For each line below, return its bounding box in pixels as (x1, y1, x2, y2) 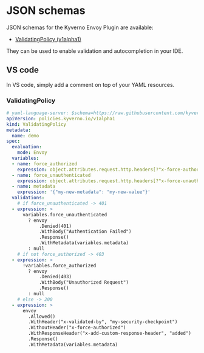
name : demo (12, 132, 39, 139)
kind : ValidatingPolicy (6, 121, 67, 128)
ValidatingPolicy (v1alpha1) (15, 35, 82, 43)
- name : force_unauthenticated (12, 172, 91, 178)
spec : (6, 138, 20, 145)
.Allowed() (28, 314, 56, 320)
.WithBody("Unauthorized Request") (38, 279, 129, 286)
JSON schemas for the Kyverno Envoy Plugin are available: (6, 24, 154, 31)
